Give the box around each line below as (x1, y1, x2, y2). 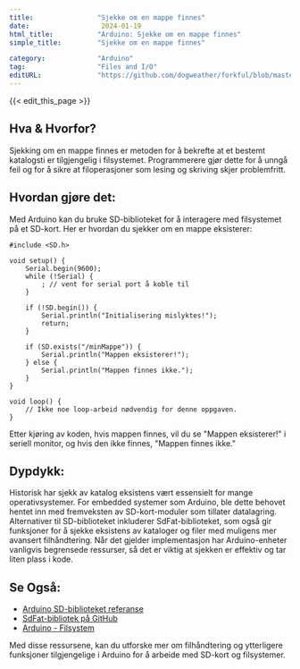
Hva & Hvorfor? (9, 122, 96, 137)
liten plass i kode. (9, 554, 73, 564)
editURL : (9, 71, 42, 80)
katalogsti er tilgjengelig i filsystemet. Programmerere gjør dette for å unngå (9, 154, 288, 165)
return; (41, 318, 70, 327)
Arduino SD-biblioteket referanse (21, 604, 145, 614)
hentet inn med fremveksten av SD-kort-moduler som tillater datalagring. (9, 506, 277, 517)
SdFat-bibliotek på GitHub (21, 614, 118, 624)
